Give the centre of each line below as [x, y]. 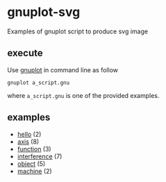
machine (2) [34, 171]
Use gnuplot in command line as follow [63, 69]
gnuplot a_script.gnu [39, 83]
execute [25, 53]
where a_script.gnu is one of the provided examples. [83, 95]
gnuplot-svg [44, 12]
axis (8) [28, 141]
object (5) [31, 163]
